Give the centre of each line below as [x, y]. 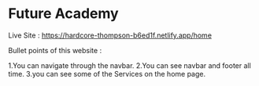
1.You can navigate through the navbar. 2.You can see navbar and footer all [130, 65]
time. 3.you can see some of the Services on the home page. [107, 73]
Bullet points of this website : [55, 50]
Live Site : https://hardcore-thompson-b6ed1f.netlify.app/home [110, 35]
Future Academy [64, 14]
